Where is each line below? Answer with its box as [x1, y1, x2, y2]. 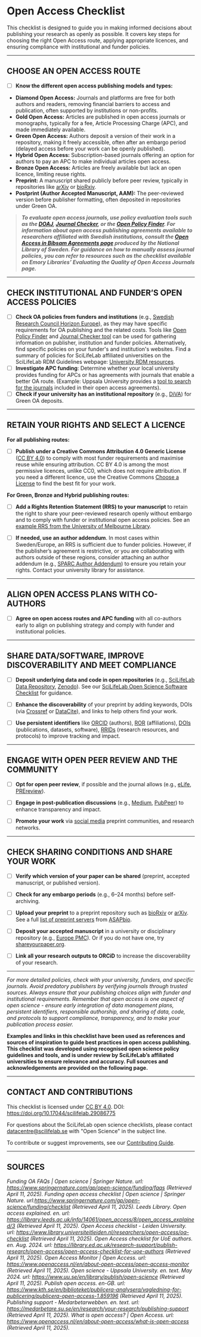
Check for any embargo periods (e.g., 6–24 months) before [15, 891, 163, 898]
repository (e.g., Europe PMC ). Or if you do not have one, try [15, 934, 165, 941]
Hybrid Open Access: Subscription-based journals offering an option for [15, 151, 194, 158]
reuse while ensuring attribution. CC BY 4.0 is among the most [15, 460, 169, 468]
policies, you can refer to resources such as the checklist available [21, 252, 191, 259]
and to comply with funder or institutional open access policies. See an [15, 516, 190, 523]
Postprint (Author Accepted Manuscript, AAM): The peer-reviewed [15, 189, 184, 197]
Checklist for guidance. [15, 689, 73, 696]
